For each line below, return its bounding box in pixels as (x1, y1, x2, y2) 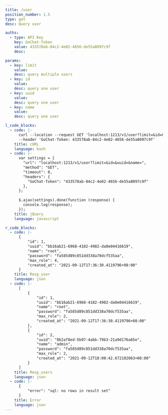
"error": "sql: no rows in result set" (27, 388, 111, 393)
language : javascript (14, 216, 59, 221)
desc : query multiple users (14, 72, 72, 77)
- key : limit (9, 63, 37, 68)
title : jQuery (14, 212, 43, 217)
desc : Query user (5, 21, 41, 27)
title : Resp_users (14, 369, 52, 375)
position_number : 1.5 (5, 12, 50, 17)
